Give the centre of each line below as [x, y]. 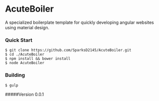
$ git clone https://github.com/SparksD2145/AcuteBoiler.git [68, 50]
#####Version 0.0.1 [25, 94]
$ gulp [12, 85]
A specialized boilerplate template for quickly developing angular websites [79, 22]
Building [15, 75]
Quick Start [19, 40]
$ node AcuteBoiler [25, 63]
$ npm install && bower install [38, 59]
